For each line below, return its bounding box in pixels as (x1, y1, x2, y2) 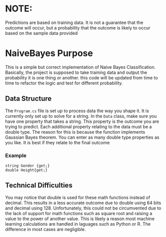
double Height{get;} (5, 168, 48, 173)
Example (5, 152, 27, 159)
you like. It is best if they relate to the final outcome (5, 139, 110, 145)
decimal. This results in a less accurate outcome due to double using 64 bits (5, 200, 162, 206)
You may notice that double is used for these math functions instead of (5, 194, 151, 200)
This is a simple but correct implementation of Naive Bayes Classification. (5, 64, 156, 70)
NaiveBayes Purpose (5, 48, 93, 59)
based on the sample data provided (5, 30, 78, 36)
